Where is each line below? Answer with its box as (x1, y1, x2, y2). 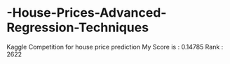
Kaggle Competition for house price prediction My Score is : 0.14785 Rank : (6, 42, 224, 51)
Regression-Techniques (6, 19, 149, 35)
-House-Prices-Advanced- (6, 5, 167, 21)
